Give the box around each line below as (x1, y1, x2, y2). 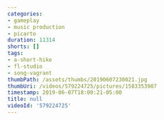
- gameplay (7, 17, 40, 24)
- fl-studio (7, 63, 43, 70)
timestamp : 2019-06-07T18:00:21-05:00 (7, 89, 122, 96)
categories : (7, 10, 43, 18)
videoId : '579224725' (7, 102, 72, 109)
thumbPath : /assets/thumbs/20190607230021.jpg (7, 76, 148, 83)
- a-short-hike (7, 56, 53, 64)
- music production (7, 23, 65, 30)
